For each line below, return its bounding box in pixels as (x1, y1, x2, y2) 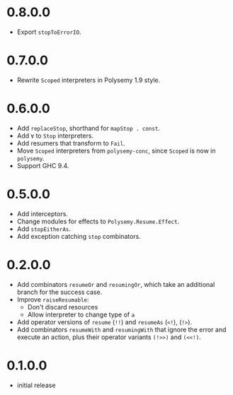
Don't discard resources (27, 302, 98, 311)
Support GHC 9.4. (16, 161, 69, 170)
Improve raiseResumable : (16, 295, 89, 304)
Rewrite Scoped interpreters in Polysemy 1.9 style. (16, 76, 161, 84)
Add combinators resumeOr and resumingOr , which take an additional (16, 280, 215, 288)
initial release (16, 381, 56, 389)
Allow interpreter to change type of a (27, 310, 135, 319)
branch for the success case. (16, 288, 103, 296)
